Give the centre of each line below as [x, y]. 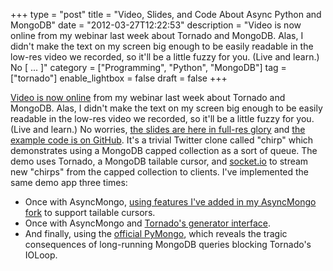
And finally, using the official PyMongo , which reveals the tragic [156, 233]
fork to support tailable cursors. [90, 212]
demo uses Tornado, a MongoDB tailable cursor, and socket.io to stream [159, 161]
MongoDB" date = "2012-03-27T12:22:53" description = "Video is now [156, 25]
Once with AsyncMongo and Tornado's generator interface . [147, 223]
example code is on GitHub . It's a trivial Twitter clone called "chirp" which [162, 140]
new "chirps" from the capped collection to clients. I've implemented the [160, 172]
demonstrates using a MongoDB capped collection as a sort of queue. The [164, 150]
